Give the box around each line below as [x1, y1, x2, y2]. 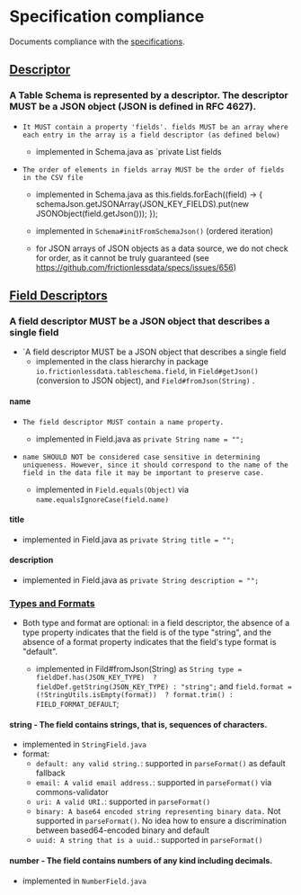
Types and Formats [9, 596, 96, 609]
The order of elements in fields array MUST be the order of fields [22, 165, 285, 175]
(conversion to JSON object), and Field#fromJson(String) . [35, 375, 255, 386]
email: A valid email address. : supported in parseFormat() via [35, 777, 272, 788]
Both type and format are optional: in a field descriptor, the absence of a [22, 618, 290, 629]
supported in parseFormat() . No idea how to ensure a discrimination [35, 816, 288, 827]
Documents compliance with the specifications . [9, 36, 186, 47]
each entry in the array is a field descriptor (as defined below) [22, 130, 280, 139]
